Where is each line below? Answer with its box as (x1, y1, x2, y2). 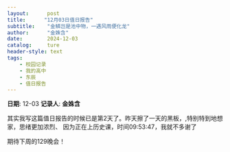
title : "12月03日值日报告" (7, 16, 94, 23)
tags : (7, 55, 23, 62)
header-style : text (7, 49, 63, 55)
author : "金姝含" (7, 29, 69, 36)
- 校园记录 (19, 61, 47, 68)
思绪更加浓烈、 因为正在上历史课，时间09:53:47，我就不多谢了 (19, 123, 197, 131)
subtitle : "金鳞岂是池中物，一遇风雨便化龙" (7, 23, 130, 29)
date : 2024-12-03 (7, 36, 78, 42)
